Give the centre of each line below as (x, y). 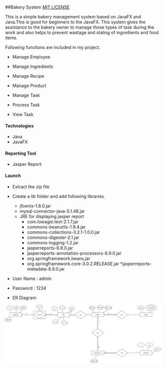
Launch (13, 176)
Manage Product (29, 86)
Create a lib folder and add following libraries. (59, 196)
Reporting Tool (21, 153)
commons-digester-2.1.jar (53, 237)
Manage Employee (31, 57)
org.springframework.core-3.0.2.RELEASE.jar (73, 264)
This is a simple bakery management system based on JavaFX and (73, 17)
